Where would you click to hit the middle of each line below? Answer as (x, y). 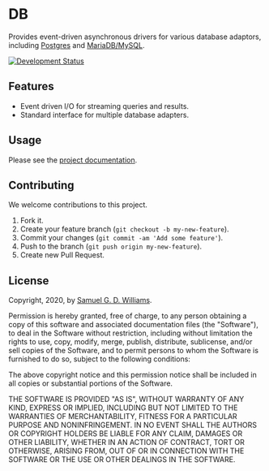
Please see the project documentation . (73, 160)
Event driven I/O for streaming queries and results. (104, 106)
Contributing (41, 185)
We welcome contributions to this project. (78, 205)
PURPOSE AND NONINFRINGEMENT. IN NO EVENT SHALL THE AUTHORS (133, 425)
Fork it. (32, 221)
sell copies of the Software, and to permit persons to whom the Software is (134, 351)
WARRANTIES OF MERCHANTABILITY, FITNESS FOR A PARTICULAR (123, 417)
